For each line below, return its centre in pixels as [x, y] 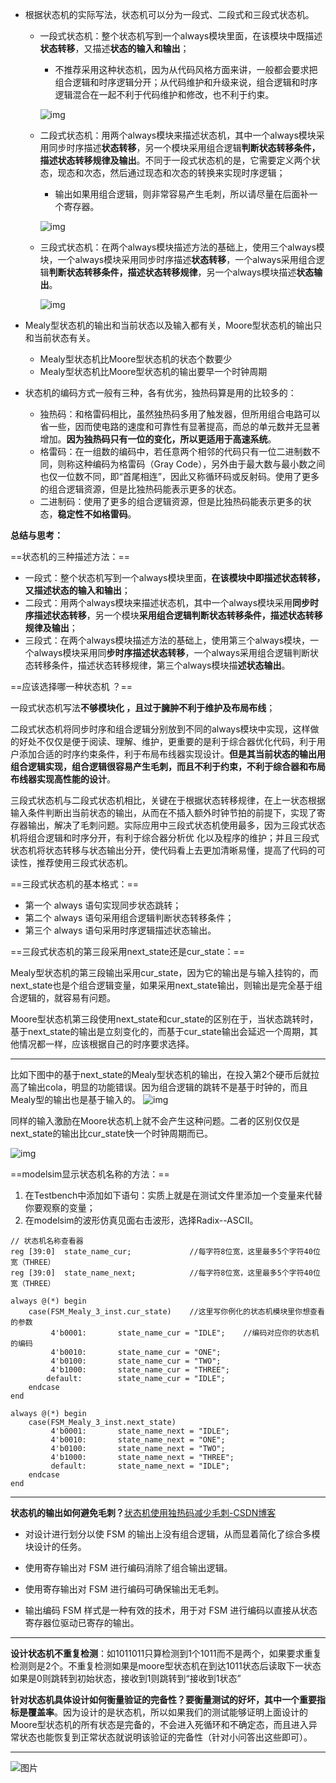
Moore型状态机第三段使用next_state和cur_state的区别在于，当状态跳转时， [164, 1019]
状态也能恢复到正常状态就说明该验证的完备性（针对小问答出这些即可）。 [165, 1737]
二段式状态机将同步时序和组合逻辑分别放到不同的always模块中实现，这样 [160, 729]
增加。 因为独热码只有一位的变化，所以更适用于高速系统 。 [158, 439]
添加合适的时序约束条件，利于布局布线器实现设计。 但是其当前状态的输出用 [172, 754]
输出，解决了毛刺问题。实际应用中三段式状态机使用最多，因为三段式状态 [176, 825]
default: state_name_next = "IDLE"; [140, 1466]
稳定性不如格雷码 [92, 514]
